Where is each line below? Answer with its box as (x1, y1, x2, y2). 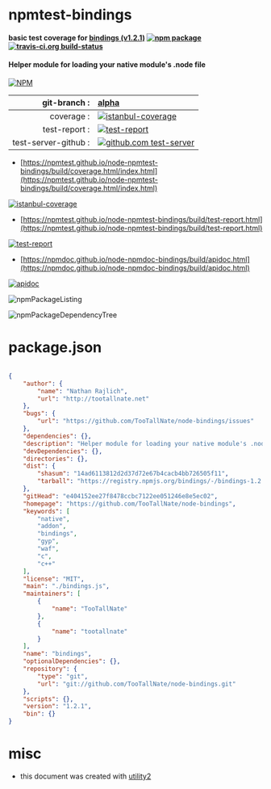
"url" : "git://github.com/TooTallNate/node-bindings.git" (37, 680, 236, 688)
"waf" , (37, 545, 60, 553)
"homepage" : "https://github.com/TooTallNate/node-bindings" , (23, 499, 236, 508)
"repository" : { (23, 665, 78, 674)
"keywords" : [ (23, 507, 70, 515)
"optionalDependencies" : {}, (23, 657, 121, 665)
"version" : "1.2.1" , (23, 703, 92, 711)
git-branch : (41, 97, 90, 108)
